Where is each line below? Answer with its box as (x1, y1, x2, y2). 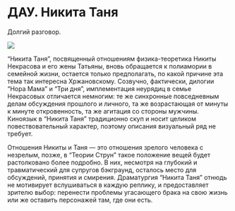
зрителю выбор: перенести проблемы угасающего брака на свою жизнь (7, 188, 228, 196)
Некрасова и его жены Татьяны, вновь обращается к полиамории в (7, 61, 212, 71)
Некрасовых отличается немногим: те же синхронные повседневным (7, 92, 219, 100)
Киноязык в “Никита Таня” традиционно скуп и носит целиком (7, 114, 196, 123)
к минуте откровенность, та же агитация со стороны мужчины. (7, 107, 200, 115)
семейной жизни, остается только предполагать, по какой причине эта (7, 69, 224, 78)
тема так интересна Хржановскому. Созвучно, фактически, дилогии (7, 77, 215, 85)
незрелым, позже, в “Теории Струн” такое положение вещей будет (7, 150, 210, 159)
